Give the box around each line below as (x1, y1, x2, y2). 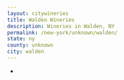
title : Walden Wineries (7, 16, 75, 23)
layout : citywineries (7, 10, 69, 17)
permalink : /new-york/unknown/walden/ (7, 29, 118, 36)
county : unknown (7, 42, 53, 49)
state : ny (7, 36, 36, 42)
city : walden (7, 49, 45, 55)
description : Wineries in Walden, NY (7, 23, 115, 29)
